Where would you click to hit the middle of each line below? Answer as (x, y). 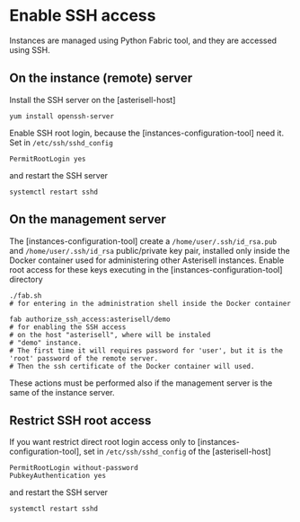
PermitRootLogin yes (48, 159)
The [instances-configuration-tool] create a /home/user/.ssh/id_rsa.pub (143, 241)
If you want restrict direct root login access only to (102, 442)
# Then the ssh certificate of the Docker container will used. (132, 366)
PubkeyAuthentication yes (57, 476)
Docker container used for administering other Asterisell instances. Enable (147, 260)
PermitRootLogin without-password (74, 468)
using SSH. (30, 49)
